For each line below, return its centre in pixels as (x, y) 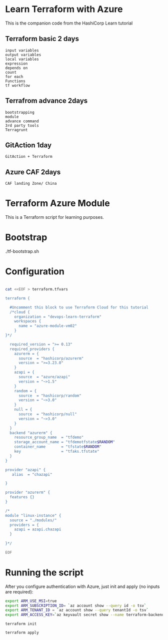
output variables (23, 55)
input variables (22, 50)
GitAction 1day (28, 145)
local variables (22, 59)
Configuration (35, 272)
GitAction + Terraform (29, 157)
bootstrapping (20, 112)
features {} (22, 497)
